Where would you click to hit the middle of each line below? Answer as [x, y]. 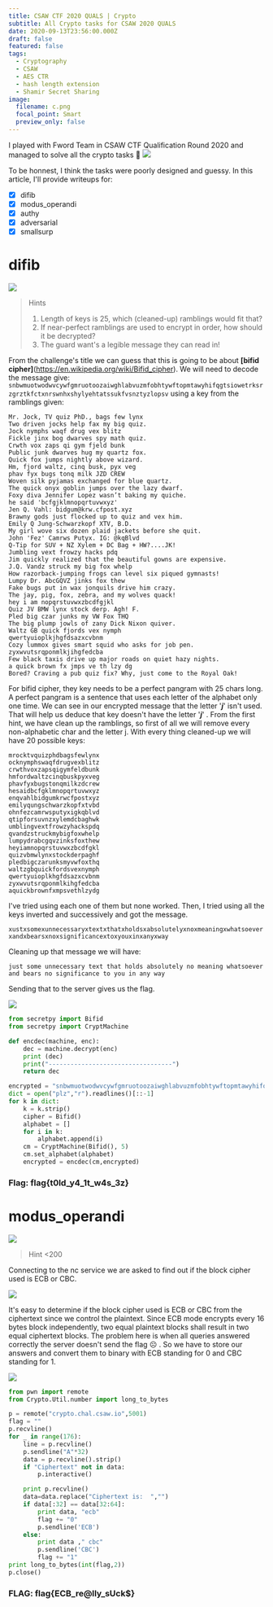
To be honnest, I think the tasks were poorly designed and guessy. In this [131, 170]
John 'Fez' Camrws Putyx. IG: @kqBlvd [74, 538]
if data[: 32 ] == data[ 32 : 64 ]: [74, 1504]
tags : [17, 54]
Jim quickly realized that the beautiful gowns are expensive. [118, 560]
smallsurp [37, 232]
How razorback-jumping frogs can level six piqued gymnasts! [114, 574]
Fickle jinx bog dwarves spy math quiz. [78, 439]
